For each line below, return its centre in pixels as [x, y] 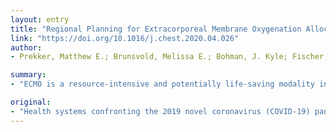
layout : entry [40, 19]
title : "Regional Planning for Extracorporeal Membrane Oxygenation [156, 29]
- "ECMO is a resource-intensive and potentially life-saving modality [162, 84]
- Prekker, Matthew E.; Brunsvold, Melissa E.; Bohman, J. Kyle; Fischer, [169, 57]
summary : [28, 75]
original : [31, 102]
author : [26, 47]
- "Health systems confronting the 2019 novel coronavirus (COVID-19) [160, 111]
